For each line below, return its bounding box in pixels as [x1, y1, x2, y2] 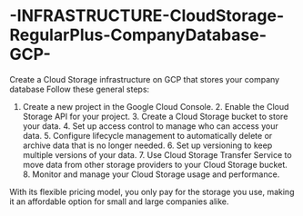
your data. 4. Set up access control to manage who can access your [22, 120, 279, 132]
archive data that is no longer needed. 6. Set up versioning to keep [22, 140, 273, 151]
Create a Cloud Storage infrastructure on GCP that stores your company [9, 74, 280, 84]
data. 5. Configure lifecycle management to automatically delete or [22, 130, 273, 141]
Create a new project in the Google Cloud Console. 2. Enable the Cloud [22, 101, 289, 112]
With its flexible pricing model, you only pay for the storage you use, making [9, 186, 295, 197]
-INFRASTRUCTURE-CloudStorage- [9, 5, 285, 26]
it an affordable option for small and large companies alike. [9, 196, 229, 207]
